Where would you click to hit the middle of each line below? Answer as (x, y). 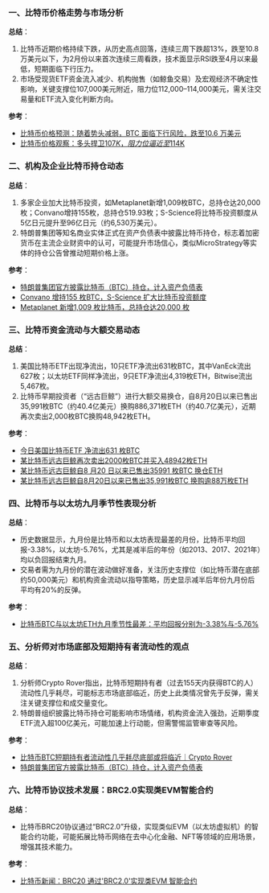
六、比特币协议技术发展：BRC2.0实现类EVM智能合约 (111, 790)
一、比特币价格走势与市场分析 (66, 12)
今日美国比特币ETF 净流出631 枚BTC (80, 450)
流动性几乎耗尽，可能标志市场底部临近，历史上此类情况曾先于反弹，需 (136, 693)
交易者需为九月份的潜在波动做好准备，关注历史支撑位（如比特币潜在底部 (139, 570)
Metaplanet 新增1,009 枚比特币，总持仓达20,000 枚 (105, 307)
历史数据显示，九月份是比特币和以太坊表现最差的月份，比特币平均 (129, 540)
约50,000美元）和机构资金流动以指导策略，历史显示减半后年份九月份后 (137, 580)
